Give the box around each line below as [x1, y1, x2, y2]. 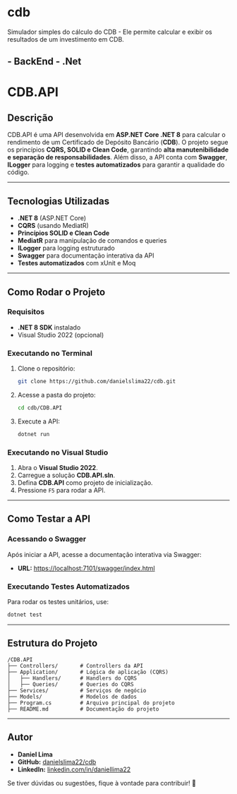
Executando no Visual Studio [7, 447, 109, 457]
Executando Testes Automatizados [7, 582, 130, 591]
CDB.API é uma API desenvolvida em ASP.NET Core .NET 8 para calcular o [7, 131, 226, 139]
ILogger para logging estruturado [17, 244, 115, 253]
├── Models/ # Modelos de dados [7, 693, 138, 700]
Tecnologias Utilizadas [7, 195, 110, 207]
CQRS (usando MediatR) [17, 222, 90, 230]
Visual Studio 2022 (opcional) [17, 330, 104, 339]
